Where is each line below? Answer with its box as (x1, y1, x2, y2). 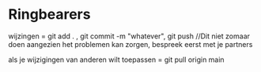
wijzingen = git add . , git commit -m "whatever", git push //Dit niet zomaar (8, 31, 251, 41)
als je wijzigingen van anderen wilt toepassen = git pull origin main (8, 55, 225, 64)
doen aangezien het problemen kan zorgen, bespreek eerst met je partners (8, 39, 253, 49)
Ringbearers (8, 5, 91, 23)
